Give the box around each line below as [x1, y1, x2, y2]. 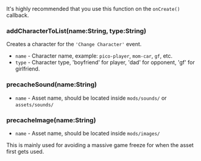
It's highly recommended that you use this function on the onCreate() [6, 5, 180, 12]
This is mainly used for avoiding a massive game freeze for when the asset [6, 141, 194, 148]
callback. [6, 12, 29, 19]
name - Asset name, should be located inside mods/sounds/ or [15, 94, 167, 101]
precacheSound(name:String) [6, 80, 97, 89]
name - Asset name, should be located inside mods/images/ [15, 129, 160, 137]
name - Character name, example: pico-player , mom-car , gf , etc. [15, 52, 173, 60]
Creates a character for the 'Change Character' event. [6, 41, 142, 48]
